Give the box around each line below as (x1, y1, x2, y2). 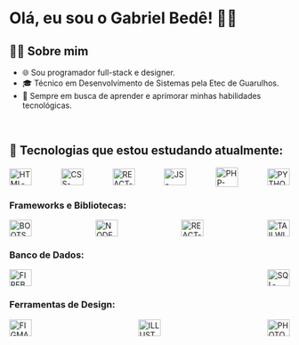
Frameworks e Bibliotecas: (9, 199, 127, 211)
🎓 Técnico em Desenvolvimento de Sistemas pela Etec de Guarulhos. (21, 78, 279, 88)
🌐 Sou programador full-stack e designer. (21, 67, 175, 78)
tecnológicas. (21, 100, 73, 111)
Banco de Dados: (9, 249, 85, 261)
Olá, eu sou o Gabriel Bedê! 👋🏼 (9, 8, 238, 29)
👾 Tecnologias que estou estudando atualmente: (9, 143, 284, 159)
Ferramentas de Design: (9, 299, 116, 311)
